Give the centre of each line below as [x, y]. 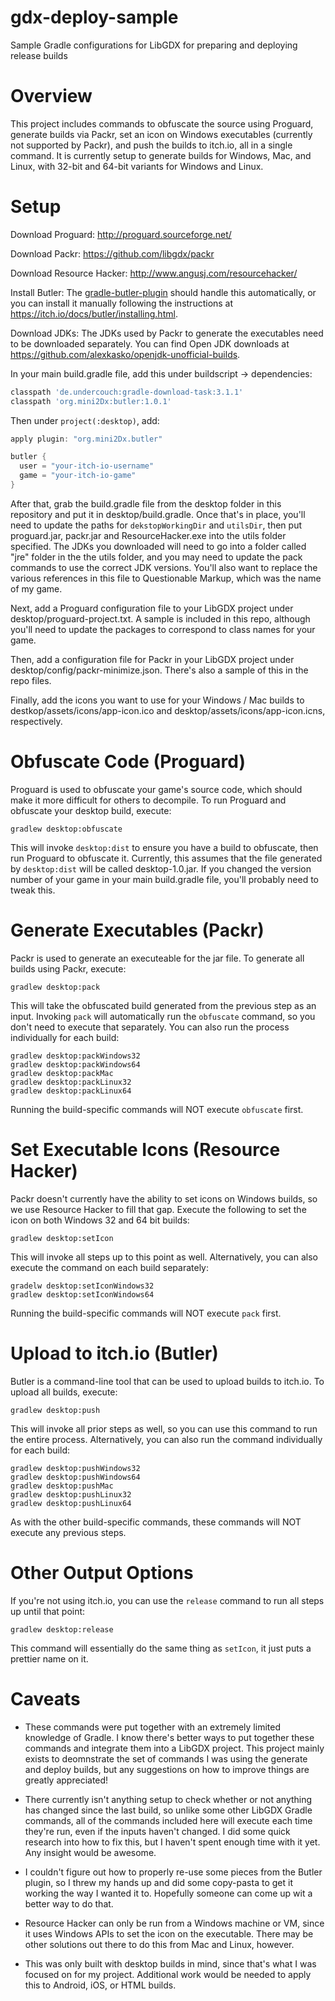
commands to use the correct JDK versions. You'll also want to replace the [164, 567]
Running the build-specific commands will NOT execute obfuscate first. [157, 1109]
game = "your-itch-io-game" [78, 476]
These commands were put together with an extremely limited [152, 1727]
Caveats [45, 1698]
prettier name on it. [49, 1658]
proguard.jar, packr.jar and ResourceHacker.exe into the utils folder [148, 535]
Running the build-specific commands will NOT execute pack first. [146, 1313]
